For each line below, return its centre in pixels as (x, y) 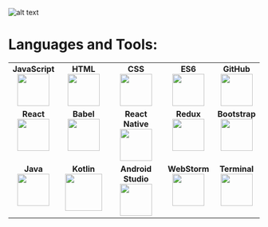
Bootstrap (236, 113)
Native (136, 124)
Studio (136, 178)
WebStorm (188, 169)
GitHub (236, 69)
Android (136, 169)
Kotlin (84, 169)
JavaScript (33, 69)
